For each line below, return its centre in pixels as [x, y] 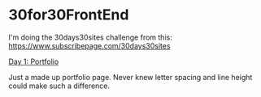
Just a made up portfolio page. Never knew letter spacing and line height [130, 77]
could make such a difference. [59, 86]
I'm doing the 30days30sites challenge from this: [90, 37]
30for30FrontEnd [69, 15]
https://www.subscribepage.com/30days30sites [89, 45]
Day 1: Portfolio [34, 61]
